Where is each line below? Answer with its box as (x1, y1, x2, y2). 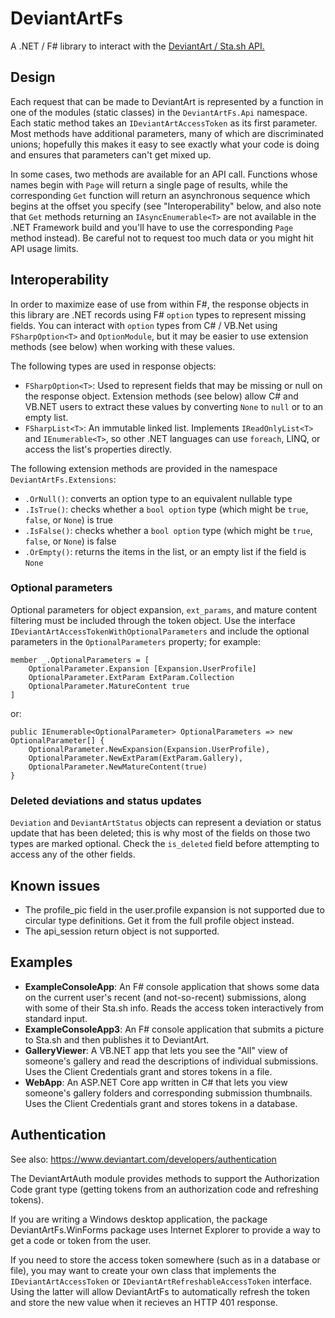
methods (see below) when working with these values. (10, 340, 236, 352)
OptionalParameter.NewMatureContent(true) (28, 762, 208, 772)
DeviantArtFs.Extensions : (10, 473, 117, 485)
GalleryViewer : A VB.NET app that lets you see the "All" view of (24, 1044, 288, 1056)
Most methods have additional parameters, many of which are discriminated (10, 127, 324, 139)
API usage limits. (10, 242, 79, 254)
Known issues (10, 877, 101, 894)
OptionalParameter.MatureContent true (28, 681, 190, 691)
